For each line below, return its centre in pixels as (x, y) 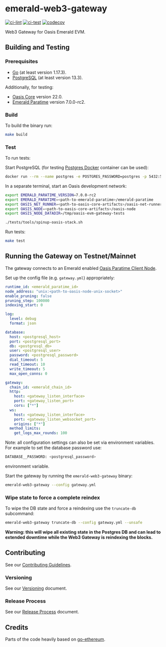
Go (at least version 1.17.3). (39, 72)
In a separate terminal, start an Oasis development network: (66, 186)
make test (15, 241)
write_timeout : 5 (27, 369)
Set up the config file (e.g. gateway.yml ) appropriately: (60, 278)
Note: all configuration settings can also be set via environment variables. (80, 442)
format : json (23, 323)
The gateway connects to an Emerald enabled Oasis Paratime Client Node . (81, 268)
